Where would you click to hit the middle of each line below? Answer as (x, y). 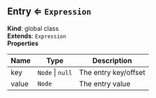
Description (112, 60)
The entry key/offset (112, 72)
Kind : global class (33, 28)
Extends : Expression (37, 36)
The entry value (105, 83)
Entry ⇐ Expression (49, 12)
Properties (23, 43)
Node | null (55, 72)
